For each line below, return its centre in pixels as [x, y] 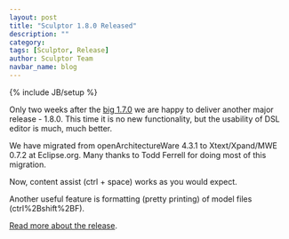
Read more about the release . [64, 225]
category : [28, 42]
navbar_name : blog [43, 68]
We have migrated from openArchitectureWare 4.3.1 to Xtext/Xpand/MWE [143, 145]
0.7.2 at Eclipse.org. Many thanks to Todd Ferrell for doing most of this [138, 155]
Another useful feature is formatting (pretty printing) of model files [131, 199]
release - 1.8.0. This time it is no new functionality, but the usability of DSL [144, 119]
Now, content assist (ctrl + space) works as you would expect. [123, 181]
